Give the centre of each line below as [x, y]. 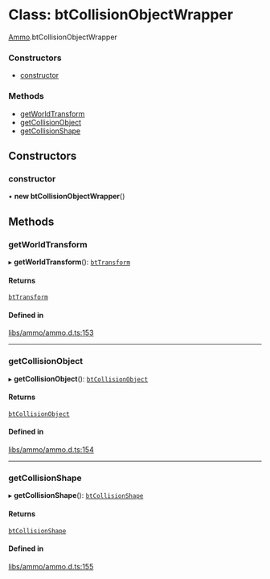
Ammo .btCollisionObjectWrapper [63, 37]
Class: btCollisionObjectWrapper [121, 15]
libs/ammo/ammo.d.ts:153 [51, 333]
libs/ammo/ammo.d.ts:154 [51, 450]
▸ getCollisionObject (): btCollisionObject [78, 378]
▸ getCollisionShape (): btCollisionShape [76, 495]
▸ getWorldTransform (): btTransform [70, 262]
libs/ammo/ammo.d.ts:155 [51, 566]
